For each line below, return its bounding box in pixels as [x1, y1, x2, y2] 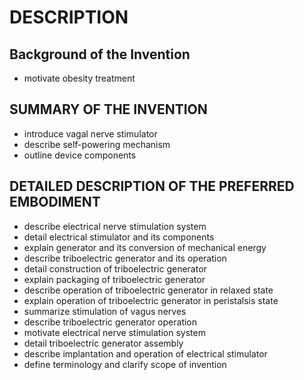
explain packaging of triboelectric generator [23, 273, 206, 285]
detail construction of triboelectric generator [23, 262, 207, 275]
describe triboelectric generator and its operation [23, 252, 227, 264]
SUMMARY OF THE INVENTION [9, 101, 208, 118]
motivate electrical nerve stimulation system [23, 326, 206, 338]
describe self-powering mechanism [23, 138, 171, 150]
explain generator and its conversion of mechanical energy [23, 241, 267, 253]
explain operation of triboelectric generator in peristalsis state [23, 294, 279, 306]
